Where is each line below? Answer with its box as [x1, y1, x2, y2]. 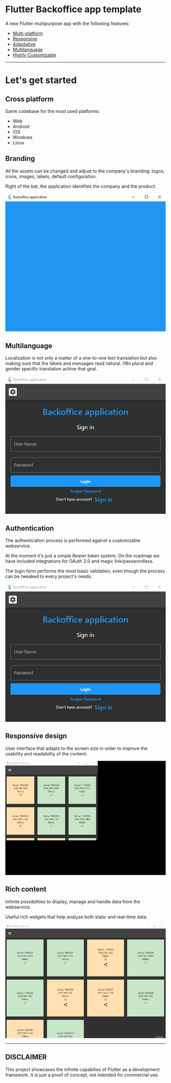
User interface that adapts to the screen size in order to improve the [5, 745, 148, 751]
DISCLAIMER [5, 1053, 47, 1062]
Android [12, 123, 30, 129]
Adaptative [12, 41, 36, 47]
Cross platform [5, 95, 54, 103]
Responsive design [5, 731, 67, 741]
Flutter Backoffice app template [5, 4, 141, 15]
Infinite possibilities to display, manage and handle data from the [5, 898, 140, 904]
